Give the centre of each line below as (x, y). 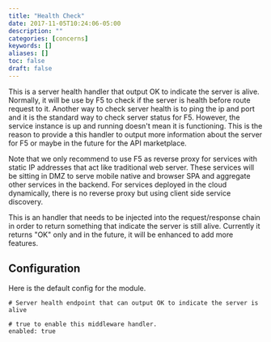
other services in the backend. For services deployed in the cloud (118, 184)
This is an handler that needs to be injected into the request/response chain (134, 217)
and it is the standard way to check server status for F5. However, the (124, 117)
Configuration (44, 269)
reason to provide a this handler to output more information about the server (135, 134)
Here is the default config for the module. (77, 288)
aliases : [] (28, 53)
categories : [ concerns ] (49, 38)
